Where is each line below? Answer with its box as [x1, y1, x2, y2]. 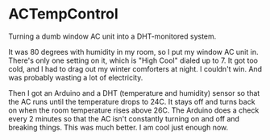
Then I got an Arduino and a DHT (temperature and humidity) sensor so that [8, 88, 260, 97]
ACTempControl [8, 5, 118, 23]
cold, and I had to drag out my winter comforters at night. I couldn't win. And [8, 64, 263, 73]
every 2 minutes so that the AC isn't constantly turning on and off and [8, 113, 240, 123]
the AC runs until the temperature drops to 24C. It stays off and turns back [8, 97, 255, 106]
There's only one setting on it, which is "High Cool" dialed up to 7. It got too [8, 56, 258, 65]
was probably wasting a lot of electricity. [8, 72, 143, 82]
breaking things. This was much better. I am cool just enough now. [8, 122, 229, 132]
